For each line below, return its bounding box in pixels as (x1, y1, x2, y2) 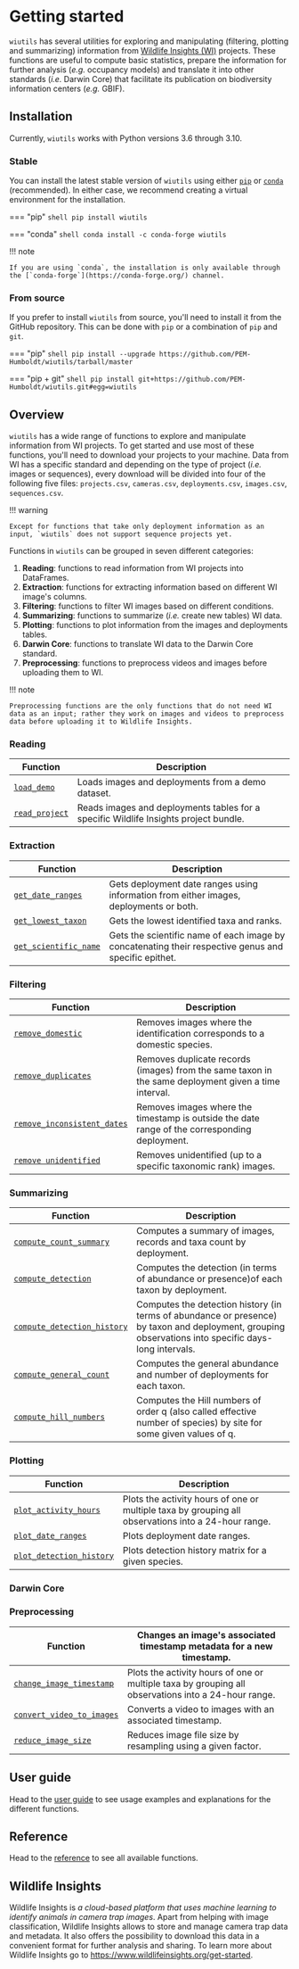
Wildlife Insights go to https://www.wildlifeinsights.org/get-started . (9, 1949, 254, 1960)
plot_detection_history (13, 1551, 115, 1560)
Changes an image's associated (136, 1628, 276, 1641)
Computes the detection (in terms (136, 1262, 278, 1274)
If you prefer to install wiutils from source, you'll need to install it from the (9, 312, 282, 323)
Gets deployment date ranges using (109, 877, 258, 889)
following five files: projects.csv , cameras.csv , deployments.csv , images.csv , (9, 478, 287, 489)
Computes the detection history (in (136, 1298, 282, 1311)
